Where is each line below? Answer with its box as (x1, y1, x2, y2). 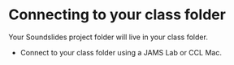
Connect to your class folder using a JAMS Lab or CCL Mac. (19, 47, 222, 57)
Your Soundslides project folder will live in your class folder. (8, 32, 209, 42)
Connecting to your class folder (8, 6, 226, 24)
